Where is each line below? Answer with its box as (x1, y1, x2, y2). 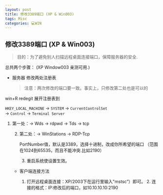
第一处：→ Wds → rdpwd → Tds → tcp (12, 121, 90, 127)
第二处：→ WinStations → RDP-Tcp (19, 131, 90, 137)
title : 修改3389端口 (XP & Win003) (5, 12, 74, 17)
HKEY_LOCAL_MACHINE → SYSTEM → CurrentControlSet (5, 106, 108, 111)
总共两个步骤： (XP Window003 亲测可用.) (5, 65, 90, 70)
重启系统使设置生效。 (26, 158, 70, 164)
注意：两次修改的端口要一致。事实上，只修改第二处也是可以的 (24, 85, 148, 91)
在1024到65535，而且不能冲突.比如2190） (19, 148, 105, 153)
